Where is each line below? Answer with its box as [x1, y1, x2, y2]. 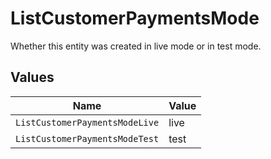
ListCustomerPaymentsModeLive [15, 117, 160, 128]
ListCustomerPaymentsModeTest [15, 133, 160, 144]
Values [10, 69, 55, 86]
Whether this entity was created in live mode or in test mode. [10, 40, 262, 52]
